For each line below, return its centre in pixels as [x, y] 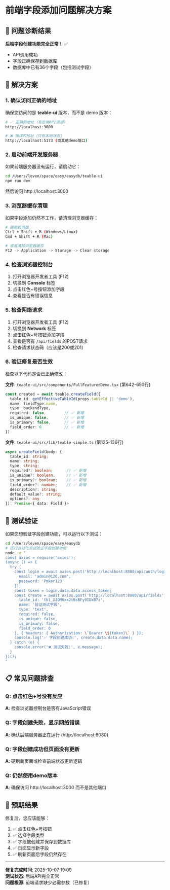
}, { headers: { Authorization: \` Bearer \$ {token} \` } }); [79, 633]
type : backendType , [30, 408]
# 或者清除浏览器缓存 [25, 246]
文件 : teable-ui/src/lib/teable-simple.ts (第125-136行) [65, 442]
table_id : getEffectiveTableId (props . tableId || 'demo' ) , [72, 399]
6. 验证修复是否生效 [29, 362]
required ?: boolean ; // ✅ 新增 [48, 471]
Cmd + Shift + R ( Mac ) [29, 237]
